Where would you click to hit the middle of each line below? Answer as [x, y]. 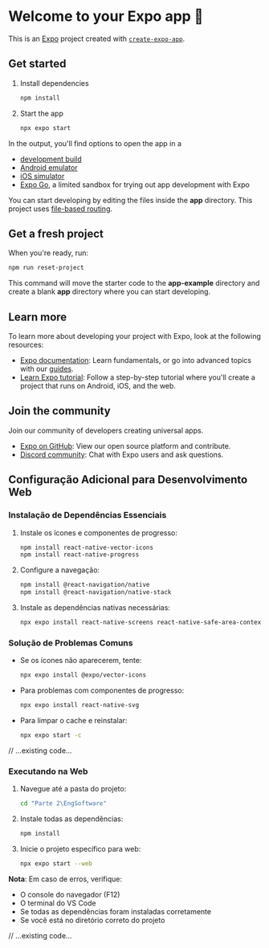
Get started [37, 64]
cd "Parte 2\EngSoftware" [63, 804]
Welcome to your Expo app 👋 [106, 16]
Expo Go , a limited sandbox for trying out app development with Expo [135, 185]
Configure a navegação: [60, 570]
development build [51, 159]
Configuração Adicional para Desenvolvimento [128, 480]
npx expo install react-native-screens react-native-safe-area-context [142, 622]
